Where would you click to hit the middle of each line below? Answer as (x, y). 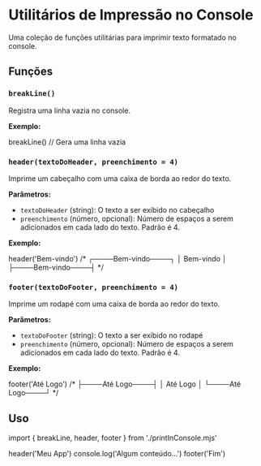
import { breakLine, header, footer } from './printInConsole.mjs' (113, 438)
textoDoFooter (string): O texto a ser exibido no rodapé (111, 335)
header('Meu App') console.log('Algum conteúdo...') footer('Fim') (117, 454)
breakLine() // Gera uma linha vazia (67, 142)
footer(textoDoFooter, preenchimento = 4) (93, 287)
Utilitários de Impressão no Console (131, 15)
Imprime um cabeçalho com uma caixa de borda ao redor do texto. (120, 178)
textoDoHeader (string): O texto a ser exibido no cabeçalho (117, 209)
